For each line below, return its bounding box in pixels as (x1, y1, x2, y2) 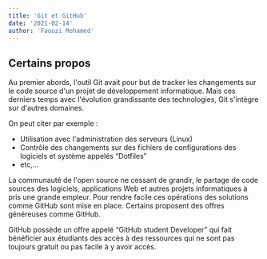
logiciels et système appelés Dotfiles (19, 152, 144, 161)
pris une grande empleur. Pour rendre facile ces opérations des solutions (8, 192, 249, 202)
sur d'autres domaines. (8, 103, 85, 113)
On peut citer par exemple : (8, 119, 98, 128)
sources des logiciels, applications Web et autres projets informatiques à (8, 184, 248, 193)
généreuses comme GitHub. (8, 209, 102, 219)
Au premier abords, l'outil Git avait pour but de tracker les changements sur (8, 78, 257, 87)
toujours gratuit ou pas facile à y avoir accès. (8, 242, 157, 252)
